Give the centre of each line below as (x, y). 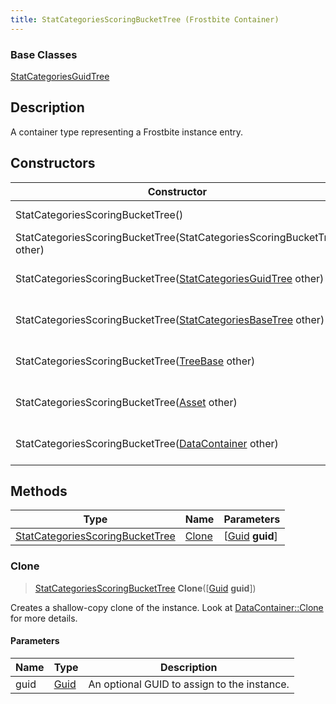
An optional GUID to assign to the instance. (189, 684)
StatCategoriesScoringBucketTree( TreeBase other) (135, 361)
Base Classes (44, 54)
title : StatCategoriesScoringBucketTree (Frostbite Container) (145, 19)
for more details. (44, 618)
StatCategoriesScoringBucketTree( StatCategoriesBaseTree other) (170, 319)
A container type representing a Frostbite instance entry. (127, 132)
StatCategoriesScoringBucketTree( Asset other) (126, 402)
